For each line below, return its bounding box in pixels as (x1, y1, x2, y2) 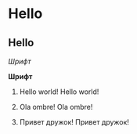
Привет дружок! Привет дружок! (19, 118, 129, 126)
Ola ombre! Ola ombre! (19, 103, 93, 111)
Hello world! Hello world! (19, 87, 99, 96)
